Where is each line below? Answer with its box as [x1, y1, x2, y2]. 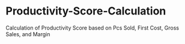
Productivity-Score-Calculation [5, 4, 166, 18]
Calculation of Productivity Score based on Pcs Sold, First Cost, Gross [5, 24, 180, 31]
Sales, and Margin [5, 30, 50, 37]
